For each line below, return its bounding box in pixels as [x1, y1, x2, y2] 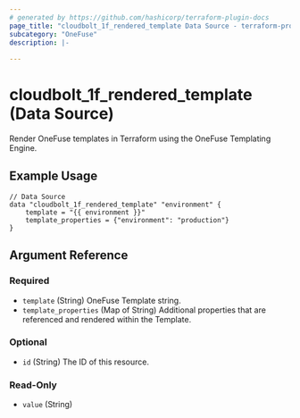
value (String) [21, 399, 73, 410]
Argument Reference [9, 247, 129, 263]
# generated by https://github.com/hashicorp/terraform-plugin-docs [9, 13, 270, 22]
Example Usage [9, 169, 98, 184]
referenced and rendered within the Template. [21, 313, 192, 324]
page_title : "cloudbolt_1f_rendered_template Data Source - [9, 21, 238, 30]
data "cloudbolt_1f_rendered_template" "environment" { [9, 200, 221, 209]
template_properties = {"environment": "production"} [25, 215, 229, 224]
